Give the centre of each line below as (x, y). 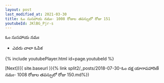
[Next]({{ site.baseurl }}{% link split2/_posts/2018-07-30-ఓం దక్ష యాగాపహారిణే (82, 68)
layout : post (18, 10)
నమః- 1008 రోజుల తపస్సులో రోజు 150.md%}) (47, 75)
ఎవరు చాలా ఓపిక (27, 48)
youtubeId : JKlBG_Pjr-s (29, 23)
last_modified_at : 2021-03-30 (36, 14)
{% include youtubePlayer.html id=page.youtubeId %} (60, 59)
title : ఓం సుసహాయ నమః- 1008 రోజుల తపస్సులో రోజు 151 (58, 19)
